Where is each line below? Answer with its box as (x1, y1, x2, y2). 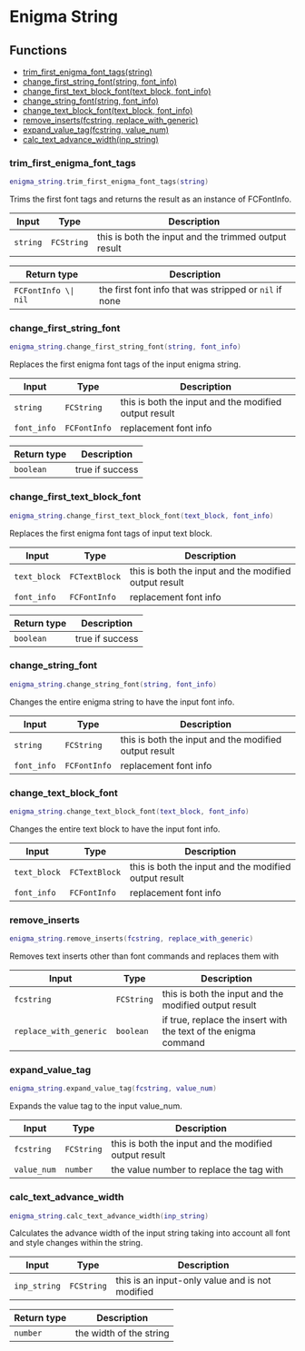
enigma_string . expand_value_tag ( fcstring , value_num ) (9, 1084, 218, 1093)
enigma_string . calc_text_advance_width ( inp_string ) (9, 1211, 209, 1220)
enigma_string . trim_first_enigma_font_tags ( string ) (9, 177, 209, 187)
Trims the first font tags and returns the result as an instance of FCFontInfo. (9, 193, 292, 205)
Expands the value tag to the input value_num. (9, 1100, 183, 1111)
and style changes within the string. (9, 1238, 143, 1248)
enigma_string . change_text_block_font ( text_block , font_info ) (9, 806, 250, 816)
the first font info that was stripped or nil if (98, 283, 282, 296)
